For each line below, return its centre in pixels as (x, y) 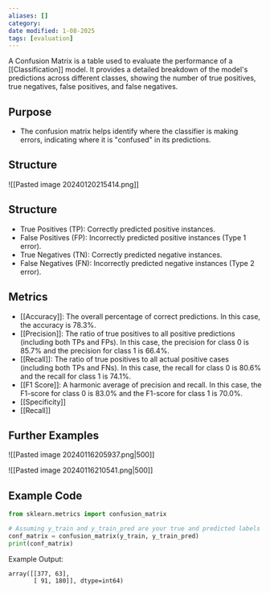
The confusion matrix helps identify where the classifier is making (129, 131)
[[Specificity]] (43, 402)
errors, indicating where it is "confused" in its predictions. (115, 140)
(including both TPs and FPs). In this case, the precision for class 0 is (134, 341)
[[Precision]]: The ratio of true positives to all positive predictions (127, 333)
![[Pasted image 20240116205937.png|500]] (82, 455)
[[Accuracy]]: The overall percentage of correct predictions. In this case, (140, 316)
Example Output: (36, 558)
